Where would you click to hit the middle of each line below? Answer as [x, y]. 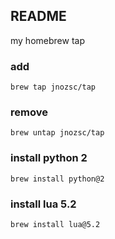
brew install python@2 [57, 179]
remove [29, 112]
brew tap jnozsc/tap [53, 87]
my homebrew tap [47, 40]
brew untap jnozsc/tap [57, 133]
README [38, 16]
